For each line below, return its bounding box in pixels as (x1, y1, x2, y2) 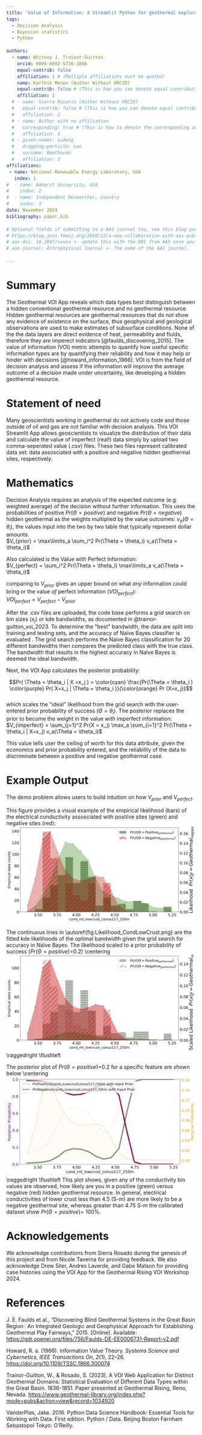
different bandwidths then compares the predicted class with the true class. (6, 642, 194, 650)
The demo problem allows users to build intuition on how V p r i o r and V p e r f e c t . (6, 794, 194, 802)
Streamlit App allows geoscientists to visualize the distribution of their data (6, 429, 191, 436)
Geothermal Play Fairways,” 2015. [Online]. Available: (6, 1329, 137, 1337)
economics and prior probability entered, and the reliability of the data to (6, 746, 186, 753)
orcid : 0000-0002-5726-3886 (17, 60, 87, 66)
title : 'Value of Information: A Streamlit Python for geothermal (6, 10, 176, 16)
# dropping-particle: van (11, 144, 82, 150)
